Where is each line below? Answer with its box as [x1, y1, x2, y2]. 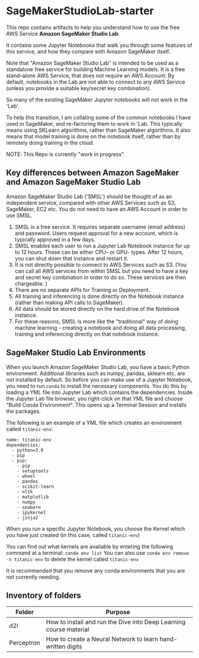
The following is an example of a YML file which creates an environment [6, 419, 182, 426]
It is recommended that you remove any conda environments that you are [6, 567, 185, 574]
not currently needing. [6, 573, 60, 580]
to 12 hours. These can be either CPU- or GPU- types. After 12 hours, [14, 248, 184, 256]
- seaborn [17, 504, 41, 510]
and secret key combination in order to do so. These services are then [14, 274, 187, 281]
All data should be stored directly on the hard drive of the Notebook [14, 305, 180, 312]
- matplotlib [17, 494, 49, 500]
